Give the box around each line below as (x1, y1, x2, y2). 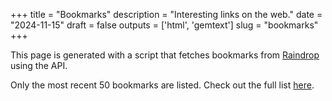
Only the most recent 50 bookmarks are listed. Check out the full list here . (10, 79, 315, 91)
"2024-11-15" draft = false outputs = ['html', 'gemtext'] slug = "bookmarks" (10, 19, 319, 31)
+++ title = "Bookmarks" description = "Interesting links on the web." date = (10, 9, 323, 20)
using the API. (10, 60, 68, 71)
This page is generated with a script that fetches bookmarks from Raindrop (10, 49, 320, 61)
